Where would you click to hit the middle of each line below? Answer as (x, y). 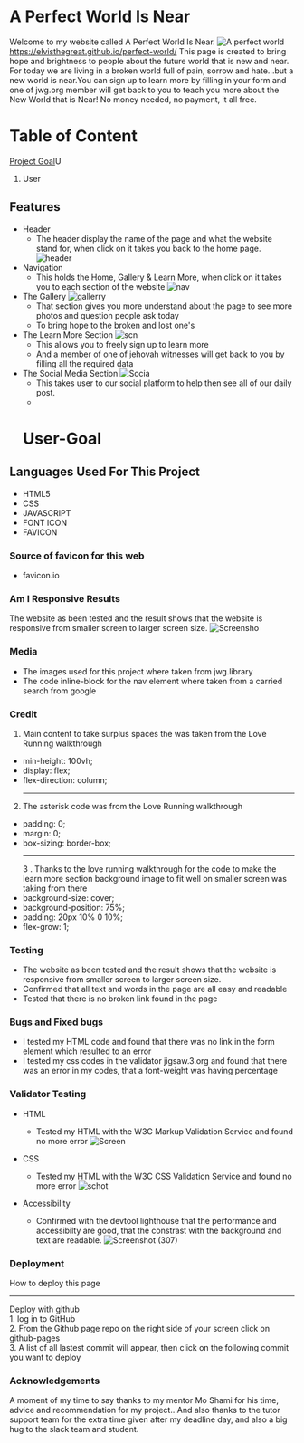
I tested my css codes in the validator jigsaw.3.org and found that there (155, 1061)
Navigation (43, 267)
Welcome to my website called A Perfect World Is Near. (112, 42)
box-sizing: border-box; (66, 843)
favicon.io (41, 575)
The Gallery (44, 296)
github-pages (35, 1338)
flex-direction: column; (65, 779)
